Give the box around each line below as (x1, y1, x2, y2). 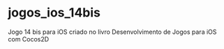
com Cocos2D (8, 35, 50, 43)
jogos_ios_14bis (8, 5, 100, 21)
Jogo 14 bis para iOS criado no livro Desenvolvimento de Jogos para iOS (8, 28, 217, 36)
